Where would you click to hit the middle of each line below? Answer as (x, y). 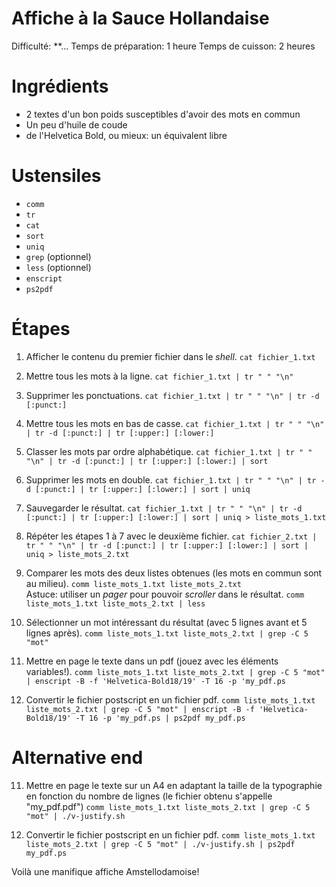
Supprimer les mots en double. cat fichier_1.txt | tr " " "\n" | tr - (175, 479)
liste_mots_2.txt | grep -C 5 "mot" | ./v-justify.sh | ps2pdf (160, 844)
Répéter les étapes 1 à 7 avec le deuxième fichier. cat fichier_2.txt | (171, 536)
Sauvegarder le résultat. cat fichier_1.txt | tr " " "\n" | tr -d (164, 508)
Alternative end (77, 757)
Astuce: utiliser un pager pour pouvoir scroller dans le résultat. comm (165, 594)
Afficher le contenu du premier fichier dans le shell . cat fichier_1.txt (170, 356)
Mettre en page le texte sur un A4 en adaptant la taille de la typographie (174, 785)
